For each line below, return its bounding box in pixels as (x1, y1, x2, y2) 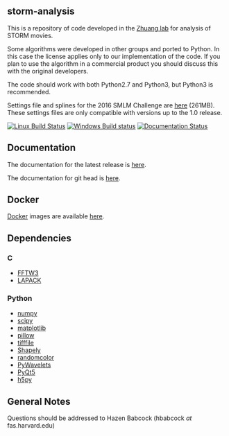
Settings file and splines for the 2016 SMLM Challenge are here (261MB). (7, 101, 215, 110)
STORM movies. (7, 31, 53, 40)
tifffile (17, 339, 35, 347)
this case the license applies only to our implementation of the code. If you (7, 52, 221, 60)
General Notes (7, 395, 71, 408)
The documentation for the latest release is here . (7, 160, 147, 168)
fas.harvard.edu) (7, 421, 56, 430)
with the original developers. (7, 67, 89, 75)
